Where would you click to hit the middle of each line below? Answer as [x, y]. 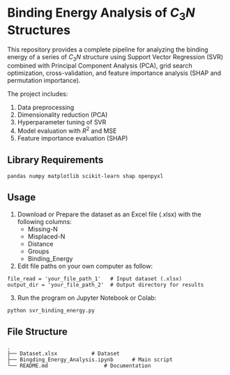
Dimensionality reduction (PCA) [62, 115]
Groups [38, 251]
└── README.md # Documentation [79, 366]
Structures [39, 30]
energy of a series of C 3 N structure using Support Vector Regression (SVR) [115, 57]
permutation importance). [44, 81]
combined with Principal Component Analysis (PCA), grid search [100, 66]
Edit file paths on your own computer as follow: [85, 266]
